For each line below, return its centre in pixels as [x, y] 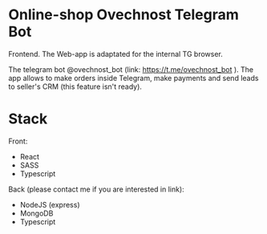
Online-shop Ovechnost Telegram [123, 15]
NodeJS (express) [50, 204]
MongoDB [36, 213]
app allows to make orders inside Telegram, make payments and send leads [133, 78]
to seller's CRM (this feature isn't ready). [75, 87]
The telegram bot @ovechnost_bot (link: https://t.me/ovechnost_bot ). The [131, 69]
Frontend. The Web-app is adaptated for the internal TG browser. [115, 54]
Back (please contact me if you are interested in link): [96, 189]
